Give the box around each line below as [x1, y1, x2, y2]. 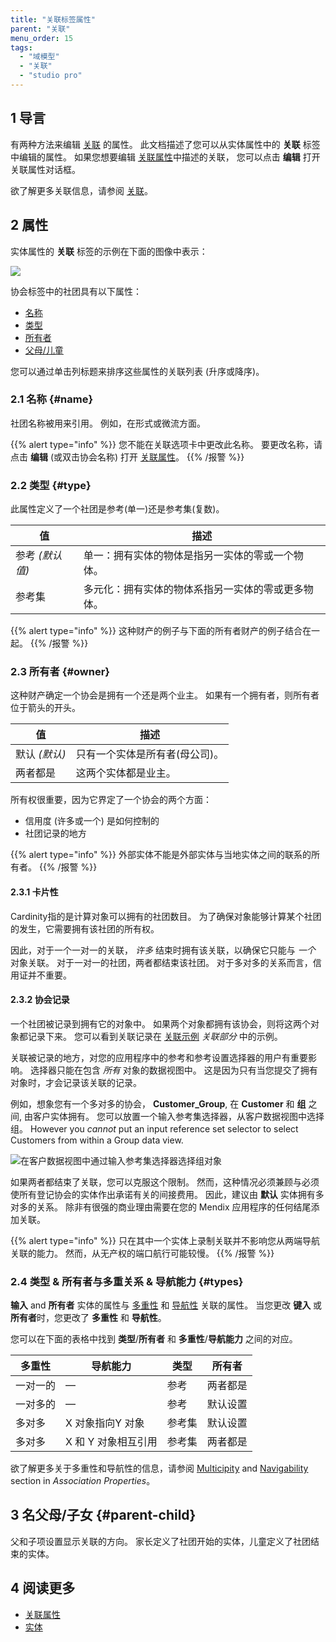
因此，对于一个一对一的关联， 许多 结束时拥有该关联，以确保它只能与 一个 [10, 944, 316, 956]
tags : [10, 42, 33, 53]
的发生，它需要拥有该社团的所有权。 [10, 922, 160, 935]
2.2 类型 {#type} [10, 478, 92, 492]
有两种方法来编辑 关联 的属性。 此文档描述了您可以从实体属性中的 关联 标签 [10, 138, 321, 150]
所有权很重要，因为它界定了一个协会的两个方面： [10, 794, 212, 806]
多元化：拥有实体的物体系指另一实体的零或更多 [83, 582, 304, 596]
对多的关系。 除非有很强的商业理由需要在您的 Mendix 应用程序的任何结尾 [10, 1201, 312, 1213]
